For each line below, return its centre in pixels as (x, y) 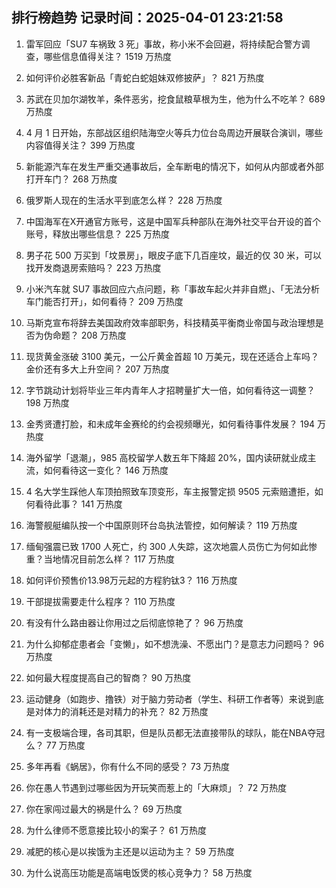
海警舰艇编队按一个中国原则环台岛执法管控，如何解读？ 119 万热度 (161, 525)
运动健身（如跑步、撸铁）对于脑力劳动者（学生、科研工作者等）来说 (166, 699)
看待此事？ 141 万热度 (78, 504)
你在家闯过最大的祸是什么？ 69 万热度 (104, 809)
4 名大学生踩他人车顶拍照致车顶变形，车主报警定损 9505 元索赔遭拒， (170, 491)
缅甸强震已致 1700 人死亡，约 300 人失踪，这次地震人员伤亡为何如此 (167, 546)
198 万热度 (47, 402)
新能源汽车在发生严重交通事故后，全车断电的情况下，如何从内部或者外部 (174, 166)
